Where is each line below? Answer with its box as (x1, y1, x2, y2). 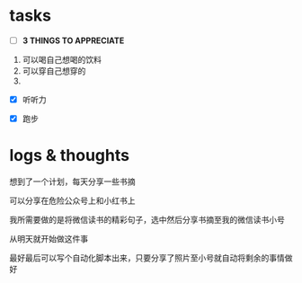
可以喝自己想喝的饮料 (22, 55, 102, 65)
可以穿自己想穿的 (22, 66, 86, 76)
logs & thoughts (9, 146, 130, 166)
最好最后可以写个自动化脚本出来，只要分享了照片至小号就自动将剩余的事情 (9, 252, 285, 263)
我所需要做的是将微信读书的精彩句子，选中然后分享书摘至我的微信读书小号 (9, 215, 285, 226)
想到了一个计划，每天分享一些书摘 (9, 176, 136, 187)
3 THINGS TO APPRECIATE (22, 35, 125, 46)
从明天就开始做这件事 (9, 234, 88, 244)
